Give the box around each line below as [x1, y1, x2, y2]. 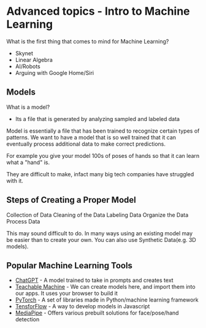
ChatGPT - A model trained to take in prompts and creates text [15, 276, 174, 284]
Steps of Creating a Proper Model [6, 195, 136, 205]
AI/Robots [15, 63, 41, 70]
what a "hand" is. [6, 158, 50, 166]
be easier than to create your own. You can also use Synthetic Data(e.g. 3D [6, 236, 196, 243]
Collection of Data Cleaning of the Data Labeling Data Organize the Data [6, 211, 189, 219]
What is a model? [6, 103, 50, 111]
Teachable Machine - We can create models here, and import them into [15, 283, 196, 291]
